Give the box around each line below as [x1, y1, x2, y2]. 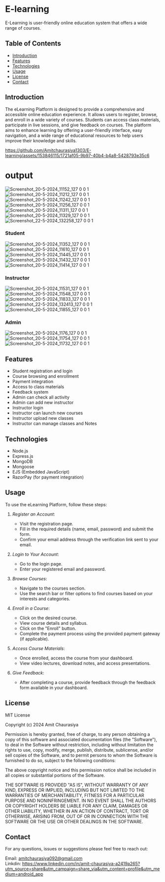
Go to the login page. [19, 561, 63, 566]
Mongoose [12, 464, 34, 470]
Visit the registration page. [19, 521, 74, 526]
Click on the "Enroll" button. [19, 625, 76, 631]
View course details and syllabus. [19, 620, 88, 626]
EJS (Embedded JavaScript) [12, 469, 70, 475]
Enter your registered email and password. [19, 566, 106, 572]
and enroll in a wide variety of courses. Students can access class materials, [5, 117, 161, 122]
